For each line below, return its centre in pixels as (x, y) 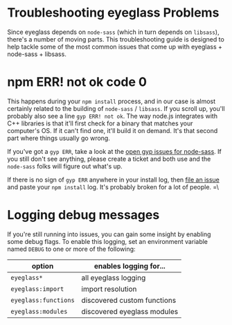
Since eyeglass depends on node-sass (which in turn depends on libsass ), (113, 32)
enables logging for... (130, 266)
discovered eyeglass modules (130, 311)
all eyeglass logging (114, 277)
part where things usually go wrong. (59, 138)
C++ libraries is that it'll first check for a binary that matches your (100, 123)
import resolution (109, 289)
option (43, 266)
